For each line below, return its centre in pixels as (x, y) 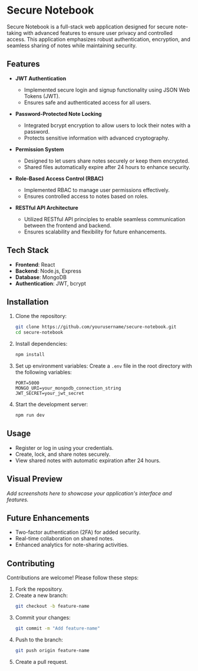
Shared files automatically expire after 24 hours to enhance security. (107, 167)
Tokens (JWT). (42, 96)
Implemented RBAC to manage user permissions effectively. (97, 190)
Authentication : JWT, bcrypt (50, 283)
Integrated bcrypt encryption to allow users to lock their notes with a (107, 125)
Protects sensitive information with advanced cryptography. (97, 138)
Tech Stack (28, 250)
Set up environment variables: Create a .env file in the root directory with (103, 366)
